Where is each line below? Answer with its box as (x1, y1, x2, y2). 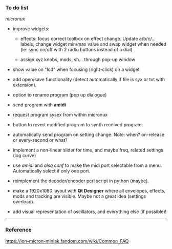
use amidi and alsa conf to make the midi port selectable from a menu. (12, 162, 162, 168)
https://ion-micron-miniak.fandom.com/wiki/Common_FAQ (5, 238, 129, 244)
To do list (5, 4, 29, 11)
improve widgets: (12, 26, 50, 32)
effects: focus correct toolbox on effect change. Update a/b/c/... (20, 35, 156, 42)
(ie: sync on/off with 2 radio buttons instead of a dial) (20, 47, 133, 53)
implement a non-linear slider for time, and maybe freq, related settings (12, 147, 164, 153)
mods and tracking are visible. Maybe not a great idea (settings (12, 193, 146, 199)
